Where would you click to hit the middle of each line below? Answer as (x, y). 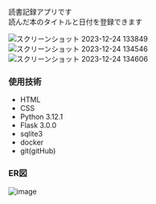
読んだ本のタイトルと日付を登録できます (75, 22)
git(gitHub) (38, 151)
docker (32, 142)
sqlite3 (31, 134)
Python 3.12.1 (41, 117)
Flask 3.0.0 (38, 125)
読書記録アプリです (40, 12)
